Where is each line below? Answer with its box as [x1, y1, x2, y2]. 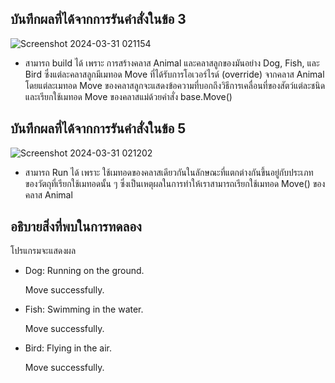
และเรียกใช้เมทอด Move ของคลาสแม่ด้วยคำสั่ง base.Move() [24, 90, 233, 102]
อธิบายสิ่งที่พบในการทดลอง [10, 218, 142, 236]
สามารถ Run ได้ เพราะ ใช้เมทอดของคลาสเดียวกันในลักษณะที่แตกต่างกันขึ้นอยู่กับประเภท [24, 166, 314, 178]
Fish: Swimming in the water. [24, 303, 144, 316]
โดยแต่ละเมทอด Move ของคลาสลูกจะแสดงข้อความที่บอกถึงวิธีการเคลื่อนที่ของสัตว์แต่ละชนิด [24, 79, 326, 91]
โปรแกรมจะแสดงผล [10, 245, 77, 257]
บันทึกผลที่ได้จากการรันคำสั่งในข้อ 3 [10, 11, 187, 28]
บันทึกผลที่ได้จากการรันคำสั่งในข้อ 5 [10, 120, 187, 137]
